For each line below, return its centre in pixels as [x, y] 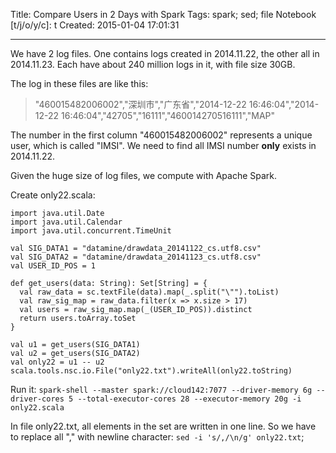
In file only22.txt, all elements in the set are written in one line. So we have [163, 426]
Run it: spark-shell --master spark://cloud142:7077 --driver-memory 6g [161, 389]
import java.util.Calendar [66, 222]
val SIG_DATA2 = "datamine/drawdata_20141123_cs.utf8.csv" [136, 257]
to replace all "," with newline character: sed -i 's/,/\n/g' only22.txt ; [157, 437]
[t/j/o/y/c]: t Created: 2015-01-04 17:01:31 [95, 25]
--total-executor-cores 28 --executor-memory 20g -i [189, 399]
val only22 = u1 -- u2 [57, 362]
